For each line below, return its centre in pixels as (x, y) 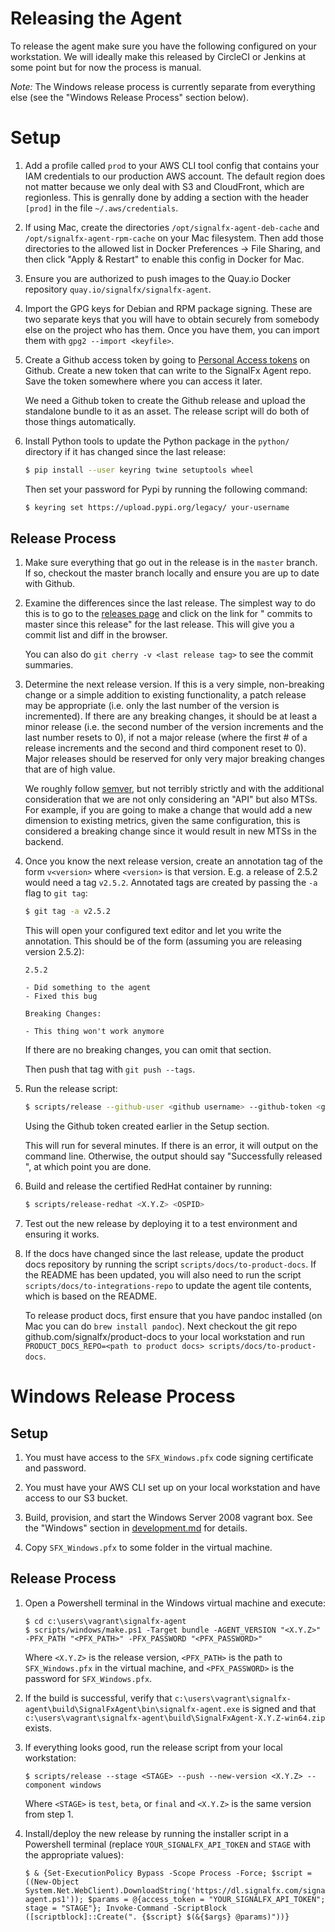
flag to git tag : (56, 893)
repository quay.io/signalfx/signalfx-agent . (118, 289)
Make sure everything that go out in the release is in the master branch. (171, 563)
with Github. (50, 584)
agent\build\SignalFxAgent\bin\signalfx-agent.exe (132, 1709)
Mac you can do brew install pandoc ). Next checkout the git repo (161, 1326)
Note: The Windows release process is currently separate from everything (163, 86)
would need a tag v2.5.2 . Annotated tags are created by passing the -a (171, 883)
